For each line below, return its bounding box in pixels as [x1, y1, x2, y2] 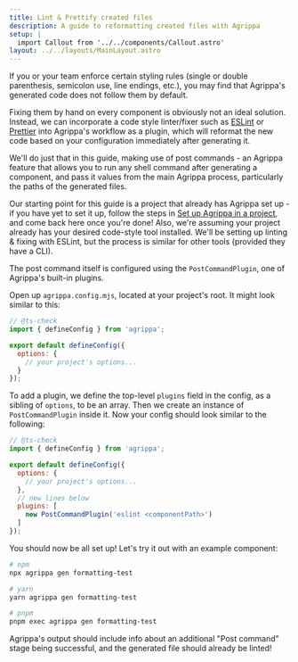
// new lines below [17, 493, 90, 502]
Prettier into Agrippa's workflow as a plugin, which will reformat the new [9, 126, 274, 137]
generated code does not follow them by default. [9, 90, 189, 101]
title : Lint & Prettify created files [9, 12, 153, 22]
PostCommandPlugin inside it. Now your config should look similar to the [9, 410, 267, 420]
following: [9, 418, 45, 429]
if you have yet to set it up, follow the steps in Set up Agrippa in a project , [9, 208, 278, 219]
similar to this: [9, 300, 60, 310]
